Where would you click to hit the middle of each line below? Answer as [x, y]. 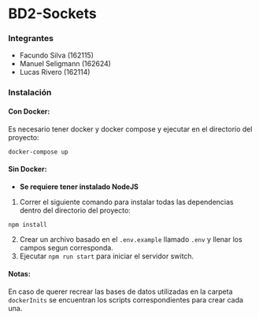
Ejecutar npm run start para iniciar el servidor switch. [107, 256]
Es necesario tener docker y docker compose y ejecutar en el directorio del [130, 129]
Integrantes [31, 39]
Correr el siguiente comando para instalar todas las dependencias [126, 202]
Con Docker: [29, 111]
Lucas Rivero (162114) [55, 72]
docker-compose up [38, 152]
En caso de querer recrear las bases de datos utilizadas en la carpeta [121, 291]
